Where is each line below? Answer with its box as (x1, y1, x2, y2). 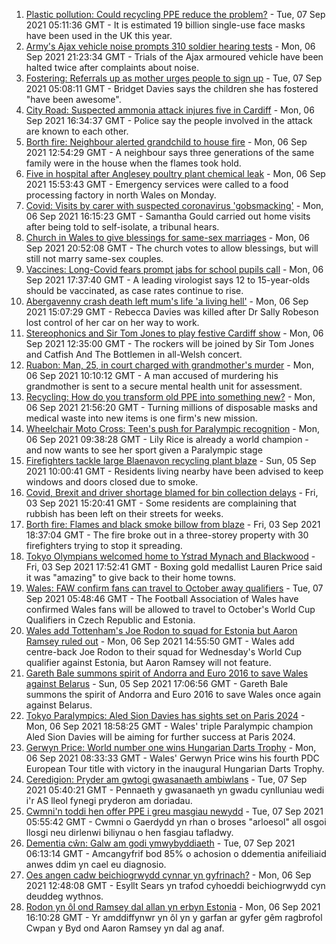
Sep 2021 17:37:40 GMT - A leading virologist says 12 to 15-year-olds (25, 274, 311, 286)
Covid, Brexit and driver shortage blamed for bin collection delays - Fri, (25, 487, 319, 498)
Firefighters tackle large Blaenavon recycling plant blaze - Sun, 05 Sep (25, 455, 317, 466)
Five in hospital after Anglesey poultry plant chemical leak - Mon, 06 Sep (25, 168, 326, 179)
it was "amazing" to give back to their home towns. (25, 572, 237, 583)
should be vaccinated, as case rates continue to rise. (25, 285, 244, 296)
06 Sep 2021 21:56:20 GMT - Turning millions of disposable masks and (25, 402, 318, 413)
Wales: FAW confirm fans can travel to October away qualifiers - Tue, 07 (25, 582, 324, 594)
